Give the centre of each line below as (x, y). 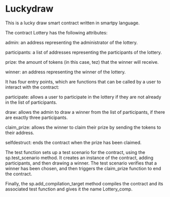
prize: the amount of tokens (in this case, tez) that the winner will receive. (82, 62)
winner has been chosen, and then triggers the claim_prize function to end (83, 168)
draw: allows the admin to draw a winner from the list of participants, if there (85, 112)
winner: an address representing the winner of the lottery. (65, 72)
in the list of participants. (31, 102)
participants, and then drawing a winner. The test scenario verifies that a (81, 163)
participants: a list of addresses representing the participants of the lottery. (84, 52)
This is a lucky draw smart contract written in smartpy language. (73, 23)
